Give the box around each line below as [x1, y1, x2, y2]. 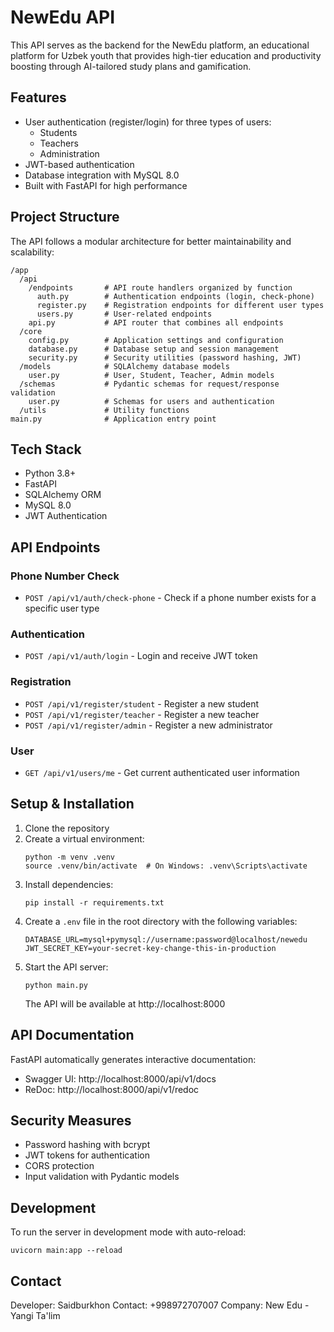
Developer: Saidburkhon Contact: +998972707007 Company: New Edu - [10, 1299, 310, 1311]
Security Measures [10, 1112, 132, 1129]
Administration [39, 147, 100, 160]
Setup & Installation [10, 796, 135, 813]
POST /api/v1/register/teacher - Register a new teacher [24, 708, 260, 720]
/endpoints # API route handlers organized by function [28, 282, 293, 293]
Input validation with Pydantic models [24, 1171, 180, 1183]
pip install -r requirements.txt [24, 897, 165, 908]
